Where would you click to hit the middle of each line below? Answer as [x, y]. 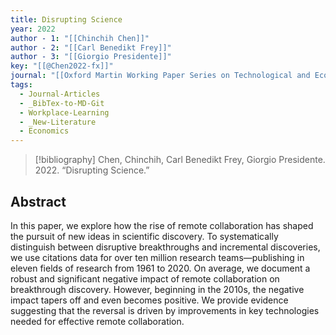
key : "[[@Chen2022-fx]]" [62, 66]
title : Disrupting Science [66, 19]
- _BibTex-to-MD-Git [62, 103]
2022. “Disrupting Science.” [92, 170]
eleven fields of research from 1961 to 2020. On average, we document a [160, 268]
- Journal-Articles [60, 94]
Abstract [38, 201]
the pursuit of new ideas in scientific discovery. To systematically [144, 236]
